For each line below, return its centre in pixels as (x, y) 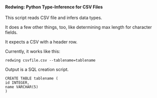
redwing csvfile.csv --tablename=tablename (50, 61)
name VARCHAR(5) (22, 87)
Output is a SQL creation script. (37, 70)
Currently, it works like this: (33, 51)
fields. (12, 32)
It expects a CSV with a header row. (41, 42)
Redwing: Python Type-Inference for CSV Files (54, 7)
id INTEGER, (17, 83)
